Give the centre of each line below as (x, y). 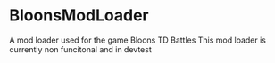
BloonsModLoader (79, 16)
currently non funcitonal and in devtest (80, 49)
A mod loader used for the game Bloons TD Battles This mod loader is (137, 40)
